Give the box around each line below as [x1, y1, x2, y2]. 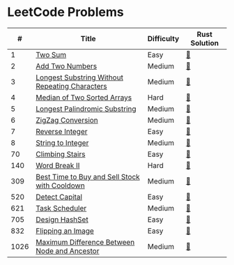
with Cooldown [36, 181, 85, 190]
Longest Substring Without [36, 73, 124, 82]
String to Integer [36, 137, 89, 147]
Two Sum [36, 50, 67, 59]
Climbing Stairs [36, 149, 86, 159]
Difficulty [147, 33, 180, 43]
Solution [190, 38, 219, 47]
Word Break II [36, 160, 80, 170]
